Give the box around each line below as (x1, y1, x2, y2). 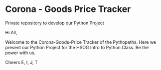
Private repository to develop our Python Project (5, 20, 105, 26)
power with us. (5, 50, 36, 56)
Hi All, (5, 29, 17, 35)
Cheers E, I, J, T (5, 59, 38, 65)
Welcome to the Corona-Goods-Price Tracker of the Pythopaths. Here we (5, 39, 156, 45)
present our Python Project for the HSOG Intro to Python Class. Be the (5, 44, 149, 50)
